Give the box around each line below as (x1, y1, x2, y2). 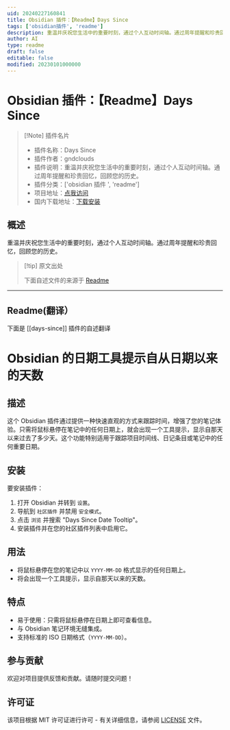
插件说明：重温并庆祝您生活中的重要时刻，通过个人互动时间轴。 (34, 162, 214, 171)
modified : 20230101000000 (7, 61, 81, 68)
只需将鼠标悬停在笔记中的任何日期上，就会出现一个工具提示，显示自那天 (18, 426, 223, 434)
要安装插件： (7, 484, 43, 492)
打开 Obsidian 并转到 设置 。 (16, 498, 94, 507)
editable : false (7, 55, 53, 62)
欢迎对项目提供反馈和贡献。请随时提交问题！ (7, 674, 133, 683)
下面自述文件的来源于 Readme (23, 276, 110, 284)
